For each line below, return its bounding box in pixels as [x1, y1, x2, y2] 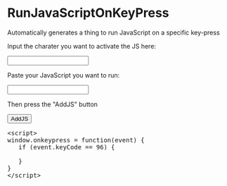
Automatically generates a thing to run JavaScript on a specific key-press [7, 28, 220, 37]
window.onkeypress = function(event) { [7, 136, 145, 144]
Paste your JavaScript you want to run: [7, 70, 120, 79]
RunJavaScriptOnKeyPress [7, 5, 170, 21]
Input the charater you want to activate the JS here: [7, 42, 157, 50]
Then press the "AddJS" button [7, 100, 98, 108]
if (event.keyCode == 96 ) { [18, 143, 115, 151]
